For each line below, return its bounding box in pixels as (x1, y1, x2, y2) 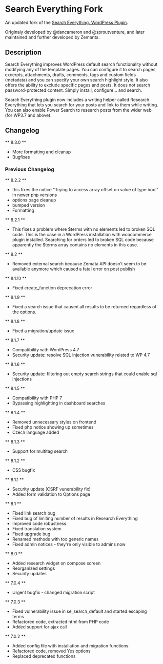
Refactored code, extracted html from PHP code (12, 619, 109, 624)
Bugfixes (12, 154, 30, 160)
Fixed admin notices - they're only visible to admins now (12, 541, 126, 547)
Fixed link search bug (12, 510, 56, 516)
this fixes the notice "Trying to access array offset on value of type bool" (12, 186, 159, 192)
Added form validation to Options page (12, 491, 90, 497)
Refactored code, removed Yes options (12, 648, 91, 654)
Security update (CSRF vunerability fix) (12, 486, 91, 492)
